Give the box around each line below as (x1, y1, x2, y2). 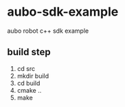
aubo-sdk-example (7, 4, 119, 20)
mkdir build (16, 72, 49, 80)
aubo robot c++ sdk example (7, 27, 89, 35)
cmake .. (16, 86, 42, 94)
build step (7, 46, 51, 58)
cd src (16, 64, 36, 72)
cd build (16, 79, 41, 87)
